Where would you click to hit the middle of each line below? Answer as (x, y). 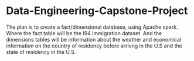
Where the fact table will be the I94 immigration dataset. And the (84, 33)
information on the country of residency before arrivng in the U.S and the (94, 46)
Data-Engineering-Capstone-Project (97, 11)
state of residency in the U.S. (41, 52)
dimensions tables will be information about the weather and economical (94, 39)
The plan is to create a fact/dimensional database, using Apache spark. (92, 27)
